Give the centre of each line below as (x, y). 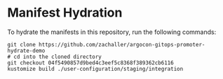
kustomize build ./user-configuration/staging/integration (95, 69)
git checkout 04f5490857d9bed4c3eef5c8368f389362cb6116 (90, 63)
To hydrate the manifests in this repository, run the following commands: (112, 32)
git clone (22, 44)
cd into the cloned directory (58, 57)
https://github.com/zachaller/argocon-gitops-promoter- (122, 44)
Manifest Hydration (65, 13)
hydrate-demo (26, 51)
